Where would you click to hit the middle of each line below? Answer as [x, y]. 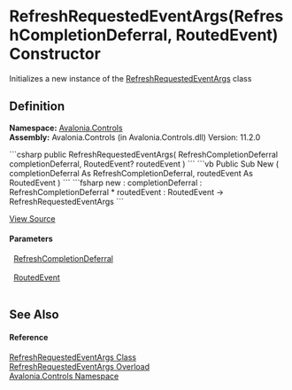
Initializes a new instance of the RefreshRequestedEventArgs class [131, 78]
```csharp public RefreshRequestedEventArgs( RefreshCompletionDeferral [144, 154]
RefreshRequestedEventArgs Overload [80, 366]
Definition [37, 107]
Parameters [31, 239]
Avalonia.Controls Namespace [64, 376]
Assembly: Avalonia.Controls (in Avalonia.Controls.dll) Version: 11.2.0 [135, 137]
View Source [32, 218]
